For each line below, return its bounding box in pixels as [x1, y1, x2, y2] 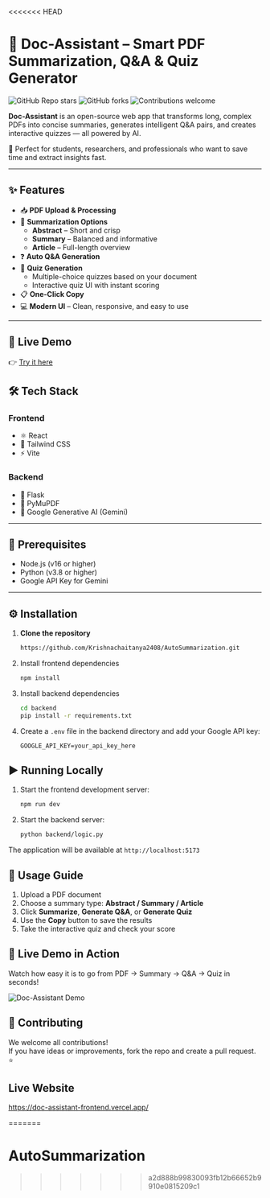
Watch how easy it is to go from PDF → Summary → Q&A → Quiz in [8, 969, 231, 978]
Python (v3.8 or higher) [19, 567, 98, 578]
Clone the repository [19, 628, 91, 638]
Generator [8, 69, 78, 88]
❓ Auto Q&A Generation [19, 251, 100, 261]
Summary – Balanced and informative [31, 233, 158, 244]
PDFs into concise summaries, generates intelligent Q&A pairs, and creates [8, 120, 256, 130]
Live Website [8, 1081, 75, 1095]
